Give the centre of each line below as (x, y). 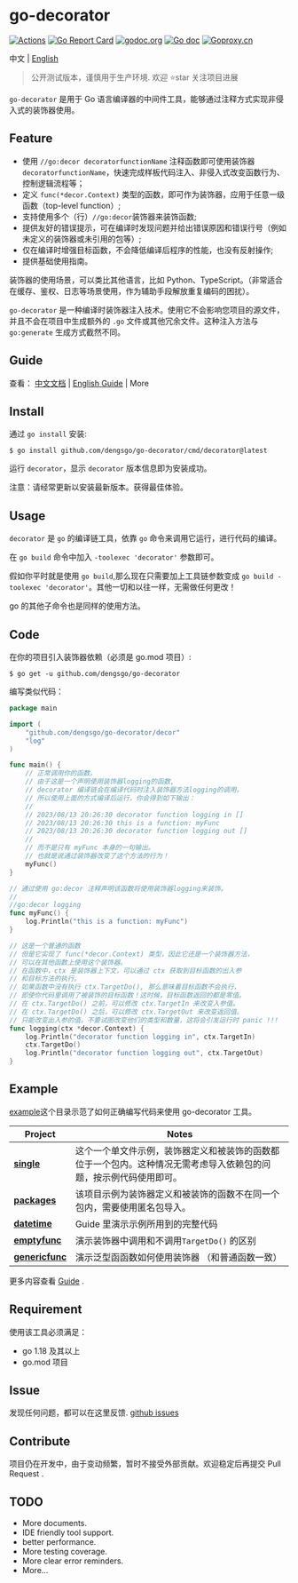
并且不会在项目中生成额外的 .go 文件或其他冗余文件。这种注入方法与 (134, 321)
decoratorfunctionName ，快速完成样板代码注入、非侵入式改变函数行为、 (153, 172)
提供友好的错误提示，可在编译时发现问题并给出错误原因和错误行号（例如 (154, 227)
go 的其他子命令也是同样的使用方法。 (77, 606)
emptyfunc (38, 1240)
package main (33, 708)
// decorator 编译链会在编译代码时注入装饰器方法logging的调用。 (134, 790)
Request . (27, 1474)
